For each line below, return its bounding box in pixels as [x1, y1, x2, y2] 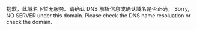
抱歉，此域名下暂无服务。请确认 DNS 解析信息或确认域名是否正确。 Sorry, [6, 5, 190, 12]
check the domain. [6, 19, 52, 25]
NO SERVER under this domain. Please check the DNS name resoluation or [6, 12, 191, 19]
